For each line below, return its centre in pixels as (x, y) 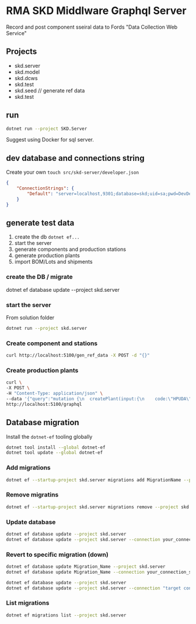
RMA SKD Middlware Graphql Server (96, 11)
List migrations (28, 603)
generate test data (40, 223)
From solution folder (30, 318)
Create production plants (42, 370)
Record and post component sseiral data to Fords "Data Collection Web (92, 27)
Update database (31, 522)
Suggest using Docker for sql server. (50, 140)
